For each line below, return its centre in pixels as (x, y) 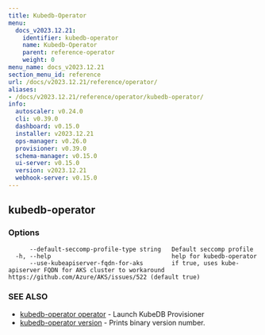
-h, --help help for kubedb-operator (136, 256)
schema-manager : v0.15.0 (56, 156)
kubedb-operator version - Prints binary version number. (112, 322)
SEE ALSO (28, 297)
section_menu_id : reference (55, 75)
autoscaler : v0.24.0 (49, 112)
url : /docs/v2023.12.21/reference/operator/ (83, 82)
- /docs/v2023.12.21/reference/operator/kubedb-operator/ (106, 97)
